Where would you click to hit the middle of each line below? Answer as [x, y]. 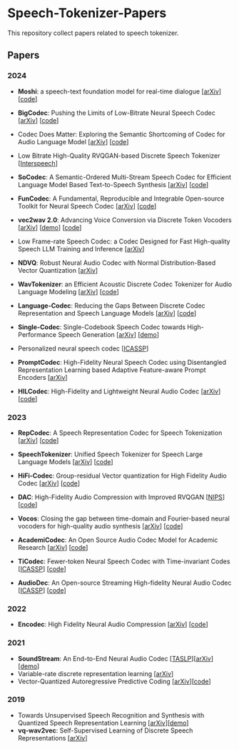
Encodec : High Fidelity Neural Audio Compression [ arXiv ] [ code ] [113, 624]
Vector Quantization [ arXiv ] [58, 270]
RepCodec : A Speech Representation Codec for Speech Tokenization [120, 433]
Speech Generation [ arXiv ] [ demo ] [108, 334]
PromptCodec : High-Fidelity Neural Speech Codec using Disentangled [122, 362]
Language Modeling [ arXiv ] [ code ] [68, 291]
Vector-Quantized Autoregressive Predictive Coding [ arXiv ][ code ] [115, 681]
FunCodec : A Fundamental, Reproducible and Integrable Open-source [121, 198]
